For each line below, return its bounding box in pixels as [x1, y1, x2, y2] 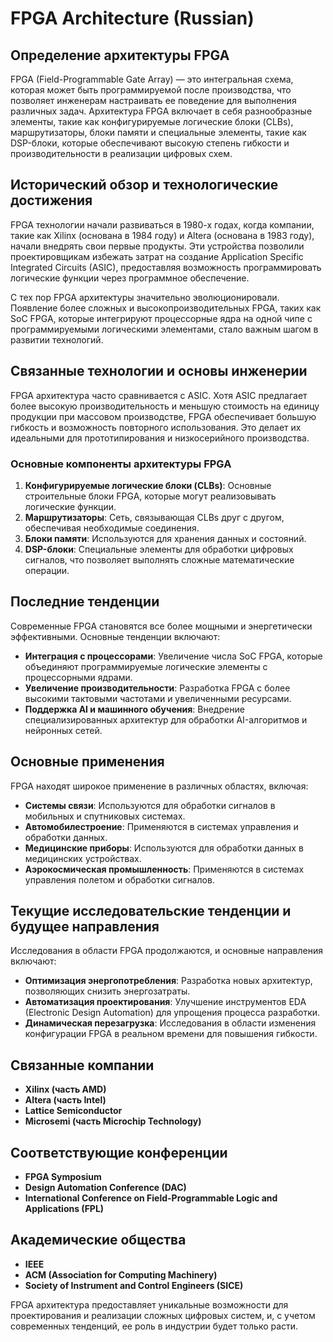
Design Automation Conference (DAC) [24, 1181, 187, 1193]
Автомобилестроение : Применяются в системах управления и [24, 820, 299, 832]
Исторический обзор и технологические [10, 177, 279, 194]
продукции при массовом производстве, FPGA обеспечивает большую [10, 410, 317, 422]
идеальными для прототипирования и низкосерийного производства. [10, 432, 310, 444]
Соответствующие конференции [10, 1144, 228, 1161]
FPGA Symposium [24, 1170, 102, 1182]
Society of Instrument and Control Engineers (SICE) [24, 1279, 244, 1291]
